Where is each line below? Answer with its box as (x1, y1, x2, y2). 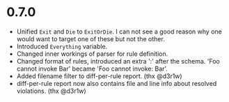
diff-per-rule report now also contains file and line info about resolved (16, 79, 217, 87)
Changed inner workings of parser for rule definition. (16, 50, 168, 58)
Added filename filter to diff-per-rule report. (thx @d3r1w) (16, 71, 182, 80)
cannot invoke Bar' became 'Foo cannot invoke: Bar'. (16, 64, 168, 73)
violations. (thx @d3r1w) (16, 87, 86, 95)
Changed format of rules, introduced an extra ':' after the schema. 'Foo (16, 57, 220, 65)
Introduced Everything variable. (16, 42, 108, 50)
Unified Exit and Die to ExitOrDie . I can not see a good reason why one (16, 27, 222, 36)
